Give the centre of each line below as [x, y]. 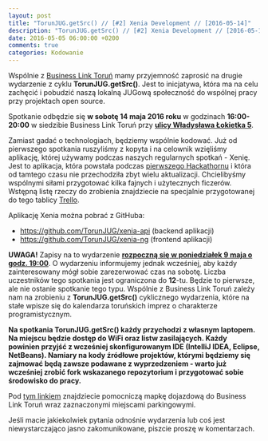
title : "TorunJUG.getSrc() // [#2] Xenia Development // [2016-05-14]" [130, 23]
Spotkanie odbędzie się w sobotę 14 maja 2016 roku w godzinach [117, 116]
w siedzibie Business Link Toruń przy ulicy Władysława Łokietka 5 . [142, 125]
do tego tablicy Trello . [44, 200]
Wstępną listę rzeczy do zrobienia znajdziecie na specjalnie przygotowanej [132, 191]
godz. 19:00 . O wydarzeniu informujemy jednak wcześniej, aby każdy [123, 263]
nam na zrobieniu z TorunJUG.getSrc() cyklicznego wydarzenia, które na [129, 297]
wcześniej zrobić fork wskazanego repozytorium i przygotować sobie [126, 372]
